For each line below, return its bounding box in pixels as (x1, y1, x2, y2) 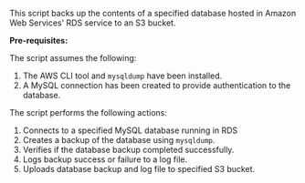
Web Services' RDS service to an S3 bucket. (9, 17, 176, 28)
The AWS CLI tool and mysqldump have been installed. (22, 70, 223, 81)
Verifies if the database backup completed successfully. (22, 145, 235, 155)
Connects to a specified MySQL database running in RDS (22, 125, 238, 136)
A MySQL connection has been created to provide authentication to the (22, 80, 291, 90)
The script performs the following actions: (9, 107, 167, 117)
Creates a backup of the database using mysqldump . (22, 135, 216, 145)
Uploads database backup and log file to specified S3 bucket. (22, 164, 256, 174)
